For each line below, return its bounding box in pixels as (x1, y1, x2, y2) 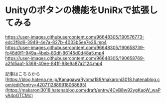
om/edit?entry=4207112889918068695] (5, 81, 87, 87)
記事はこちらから (5, 70, 40, 76)
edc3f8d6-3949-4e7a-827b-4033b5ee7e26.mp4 (5, 39, 107, 45)
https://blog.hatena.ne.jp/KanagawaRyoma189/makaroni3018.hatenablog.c (6, 76, 160, 82)
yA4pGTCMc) (5, 92, 33, 98)
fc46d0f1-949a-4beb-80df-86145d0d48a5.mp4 (5, 49, 105, 55)
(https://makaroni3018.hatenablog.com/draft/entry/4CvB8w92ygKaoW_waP (5, 87, 161, 93)
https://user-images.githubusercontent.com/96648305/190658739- (5, 44, 145, 50)
